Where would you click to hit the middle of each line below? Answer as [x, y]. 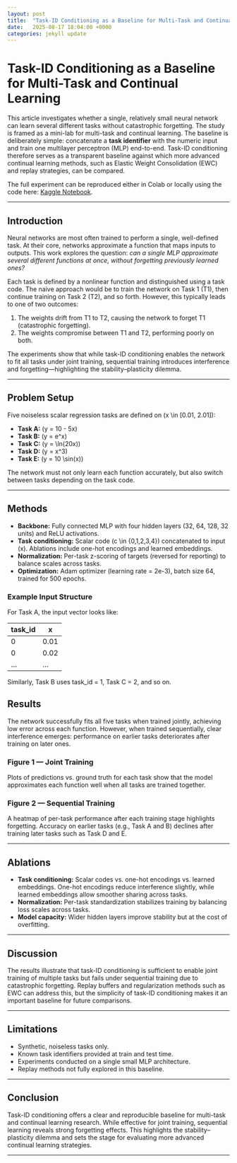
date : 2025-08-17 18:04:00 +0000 [60, 27]
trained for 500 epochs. [52, 578]
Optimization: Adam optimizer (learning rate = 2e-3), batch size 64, [116, 571]
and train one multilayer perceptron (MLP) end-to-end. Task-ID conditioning [117, 148]
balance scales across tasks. [60, 563]
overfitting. [34, 925]
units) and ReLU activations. [59, 533]
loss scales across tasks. [54, 910]
